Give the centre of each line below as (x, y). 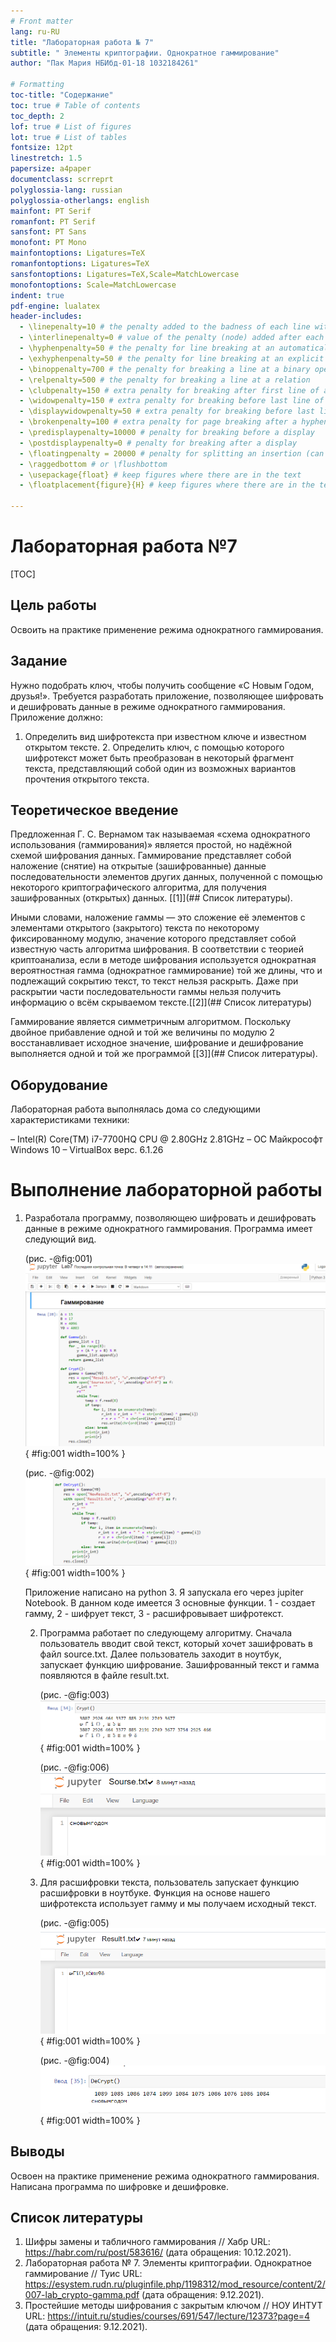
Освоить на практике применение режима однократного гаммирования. (167, 629)
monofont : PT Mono (48, 243)
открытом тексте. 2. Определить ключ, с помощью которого (154, 747)
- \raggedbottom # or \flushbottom (93, 464)
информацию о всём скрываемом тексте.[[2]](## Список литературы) (161, 1002)
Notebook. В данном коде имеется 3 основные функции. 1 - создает (170, 1603)
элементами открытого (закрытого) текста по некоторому (135, 928)
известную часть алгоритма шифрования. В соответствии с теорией (157, 949)
